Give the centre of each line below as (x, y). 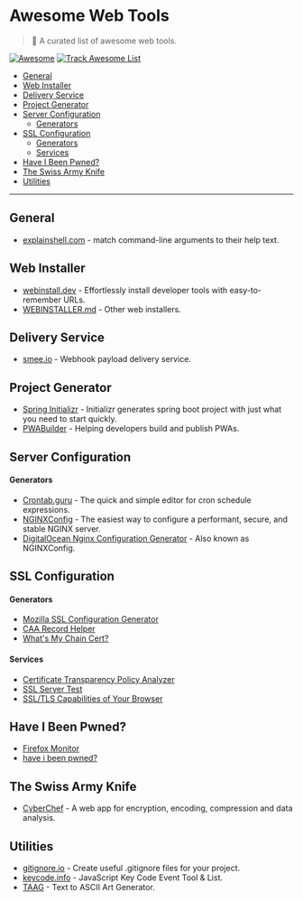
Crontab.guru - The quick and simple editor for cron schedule (137, 500)
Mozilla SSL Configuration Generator (91, 619)
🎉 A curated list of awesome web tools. (104, 41)
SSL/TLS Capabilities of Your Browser (92, 698)
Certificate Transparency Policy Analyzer (99, 679)
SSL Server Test (52, 689)
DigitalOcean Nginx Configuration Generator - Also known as (136, 538)
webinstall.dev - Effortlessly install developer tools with (125, 290)
